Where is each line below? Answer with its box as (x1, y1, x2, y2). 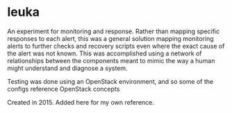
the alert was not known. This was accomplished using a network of (7, 49, 203, 58)
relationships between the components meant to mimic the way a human (7, 56, 215, 64)
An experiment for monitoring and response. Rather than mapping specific (7, 27, 220, 35)
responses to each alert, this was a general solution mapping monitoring (7, 34, 214, 42)
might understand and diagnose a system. (7, 64, 128, 72)
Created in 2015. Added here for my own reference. (7, 98, 155, 106)
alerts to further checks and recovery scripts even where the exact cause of (7, 42, 225, 50)
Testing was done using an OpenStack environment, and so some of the (7, 77, 214, 85)
